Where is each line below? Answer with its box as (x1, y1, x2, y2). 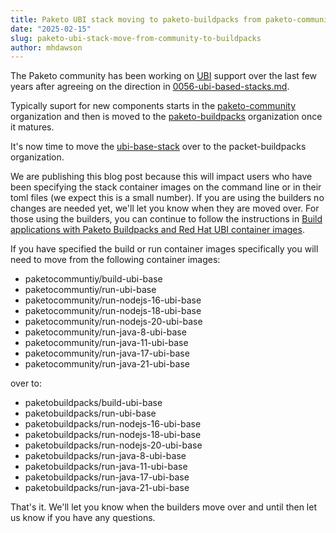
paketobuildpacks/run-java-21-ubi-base (24, 482, 190, 494)
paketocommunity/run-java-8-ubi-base (24, 326, 187, 338)
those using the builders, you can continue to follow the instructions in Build (10, 213, 323, 225)
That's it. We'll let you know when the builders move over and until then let (10, 501, 317, 513)
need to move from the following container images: (10, 254, 221, 266)
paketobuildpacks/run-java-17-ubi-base (24, 471, 190, 483)
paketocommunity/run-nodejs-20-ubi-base (24, 316, 203, 328)
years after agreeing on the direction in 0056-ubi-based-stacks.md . (10, 81, 290, 93)
